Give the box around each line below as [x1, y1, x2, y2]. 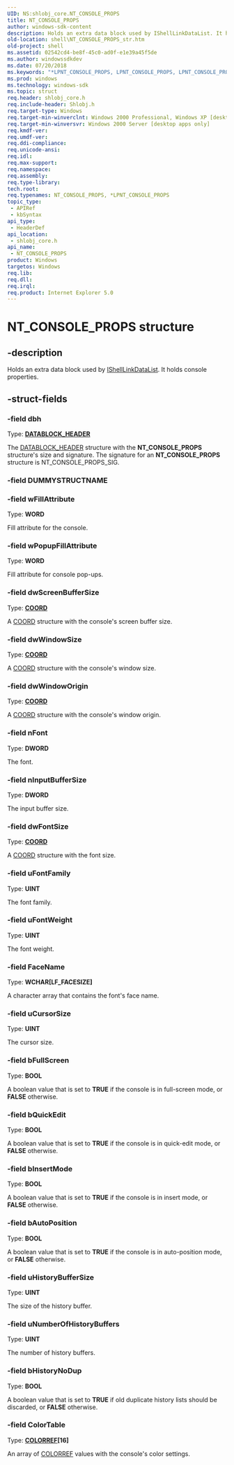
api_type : [7, 218, 36, 225]
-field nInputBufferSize [7, 775, 87, 785]
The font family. [7, 898, 52, 906]
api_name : [7, 243, 36, 251]
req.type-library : [7, 179, 61, 186]
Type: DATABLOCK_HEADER [7, 430, 91, 438]
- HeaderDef [10, 224, 45, 231]
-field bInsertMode [7, 1164, 73, 1173]
